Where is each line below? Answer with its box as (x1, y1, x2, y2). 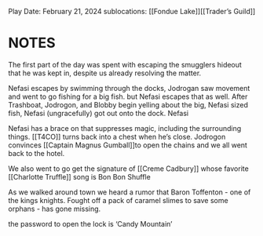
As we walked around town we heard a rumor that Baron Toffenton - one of (8, 187, 251, 197)
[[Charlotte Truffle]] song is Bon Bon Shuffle (8, 172, 151, 181)
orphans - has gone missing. (8, 204, 101, 213)
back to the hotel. (8, 148, 65, 158)
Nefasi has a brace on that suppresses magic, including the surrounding (8, 123, 242, 133)
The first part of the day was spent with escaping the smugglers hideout (8, 60, 242, 69)
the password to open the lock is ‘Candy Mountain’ (8, 219, 173, 228)
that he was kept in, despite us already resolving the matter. (8, 68, 202, 78)
